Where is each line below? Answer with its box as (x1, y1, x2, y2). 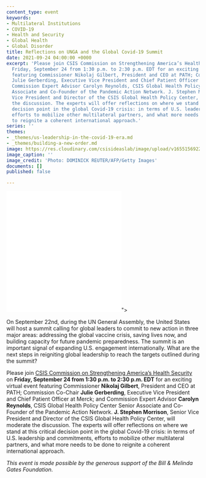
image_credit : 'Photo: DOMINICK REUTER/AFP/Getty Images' (6, 157, 158, 163)
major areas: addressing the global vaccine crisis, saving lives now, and (6, 331, 187, 339)
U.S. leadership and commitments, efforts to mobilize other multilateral (6, 434, 185, 442)
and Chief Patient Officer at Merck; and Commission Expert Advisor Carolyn (6, 395, 199, 403)
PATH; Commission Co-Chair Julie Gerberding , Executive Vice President (6, 389, 190, 396)
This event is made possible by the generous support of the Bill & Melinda (6, 460, 193, 467)
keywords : (6, 15, 32, 21)
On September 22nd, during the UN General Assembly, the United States (6, 318, 190, 326)
